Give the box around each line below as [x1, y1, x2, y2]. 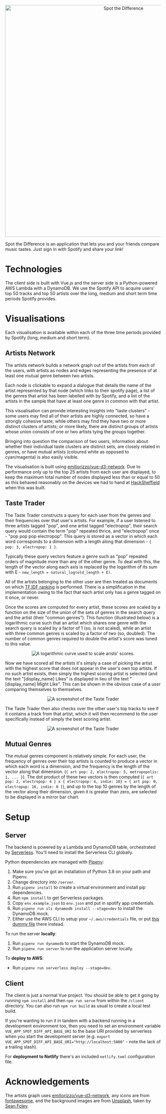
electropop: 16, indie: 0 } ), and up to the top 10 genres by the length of [5, 783, 156, 789]
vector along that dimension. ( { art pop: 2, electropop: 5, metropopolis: [5, 769, 159, 775]
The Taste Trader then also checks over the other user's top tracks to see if [5, 705, 159, 711]
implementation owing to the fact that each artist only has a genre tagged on [5, 589, 161, 595]
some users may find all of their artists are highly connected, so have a [5, 413, 150, 419]
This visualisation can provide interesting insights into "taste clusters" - [5, 407, 150, 413]
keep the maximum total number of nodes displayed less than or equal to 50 [5, 474, 160, 480]
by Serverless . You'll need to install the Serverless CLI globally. [5, 849, 133, 856]
